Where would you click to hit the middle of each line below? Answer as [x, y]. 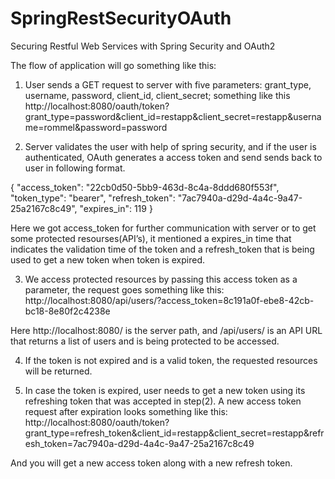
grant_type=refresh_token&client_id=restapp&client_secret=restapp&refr [174, 433]
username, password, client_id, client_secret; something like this [157, 95]
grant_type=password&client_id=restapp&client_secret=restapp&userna [173, 116]
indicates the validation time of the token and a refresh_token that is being [162, 249]
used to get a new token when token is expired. [107, 259]
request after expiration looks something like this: [126, 411]
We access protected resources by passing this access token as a [161, 279]
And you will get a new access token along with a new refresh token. [151, 463]
